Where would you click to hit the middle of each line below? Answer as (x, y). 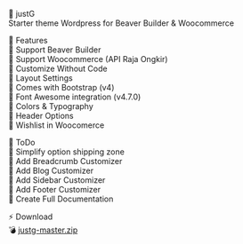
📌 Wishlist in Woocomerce (57, 125)
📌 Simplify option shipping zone (67, 152)
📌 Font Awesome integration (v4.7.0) (75, 97)
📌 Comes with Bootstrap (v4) (61, 87)
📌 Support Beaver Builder (55, 50)
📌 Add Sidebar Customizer (57, 180)
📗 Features (28, 40)
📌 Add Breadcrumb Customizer (65, 161)
